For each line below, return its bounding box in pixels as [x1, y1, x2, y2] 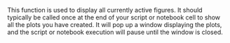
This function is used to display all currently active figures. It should [7, 6, 203, 14]
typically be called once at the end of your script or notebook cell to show [7, 13, 221, 21]
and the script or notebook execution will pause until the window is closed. [7, 28, 223, 36]
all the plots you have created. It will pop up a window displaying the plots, [7, 21, 222, 28]
